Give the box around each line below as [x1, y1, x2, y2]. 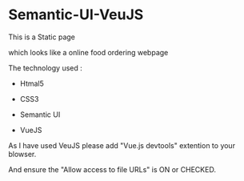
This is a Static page [8, 32, 76, 42]
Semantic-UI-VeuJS [8, 6, 144, 24]
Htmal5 [19, 78, 44, 88]
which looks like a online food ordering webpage [8, 47, 169, 57]
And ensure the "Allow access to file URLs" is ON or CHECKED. [8, 164, 216, 174]
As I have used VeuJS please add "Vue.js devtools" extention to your [8, 140, 236, 150]
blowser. [8, 149, 37, 159]
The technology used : [8, 62, 82, 73]
